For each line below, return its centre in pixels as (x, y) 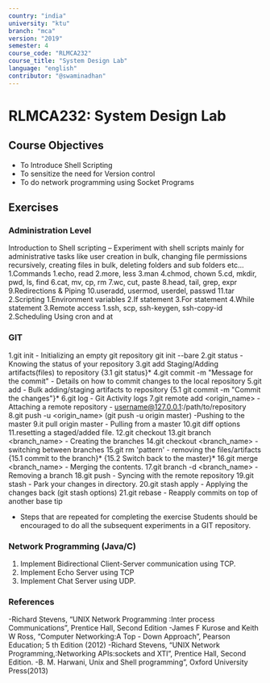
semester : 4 (28, 46)
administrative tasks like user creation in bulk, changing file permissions (128, 257)
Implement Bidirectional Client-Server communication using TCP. (128, 564)
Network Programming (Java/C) (73, 546)
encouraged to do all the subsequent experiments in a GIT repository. (135, 525)
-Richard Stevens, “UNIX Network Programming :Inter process (112, 619)
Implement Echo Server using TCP (77, 572)
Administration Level (50, 230)
